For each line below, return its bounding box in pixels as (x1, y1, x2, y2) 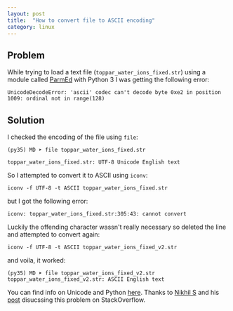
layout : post (7, 10, 46, 18)
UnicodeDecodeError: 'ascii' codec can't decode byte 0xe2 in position (7, 89, 221, 96)
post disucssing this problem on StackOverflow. (7, 296, 146, 304)
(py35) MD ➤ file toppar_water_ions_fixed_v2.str (7, 270, 156, 277)
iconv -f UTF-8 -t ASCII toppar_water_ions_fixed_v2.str (7, 244, 178, 251)
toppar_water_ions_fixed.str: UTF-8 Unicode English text (7, 159, 180, 166)
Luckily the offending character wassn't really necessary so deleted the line (7, 223, 227, 231)
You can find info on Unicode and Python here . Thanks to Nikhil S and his (7, 289, 220, 296)
